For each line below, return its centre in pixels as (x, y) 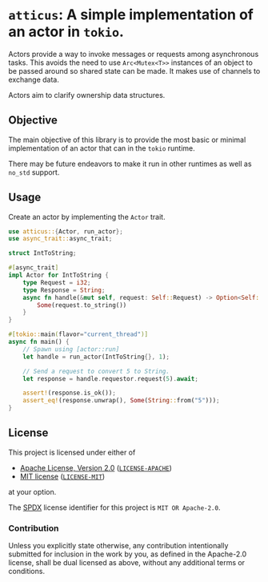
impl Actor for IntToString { (59, 275)
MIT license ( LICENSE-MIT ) (62, 476)
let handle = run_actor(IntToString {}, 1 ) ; (96, 357)
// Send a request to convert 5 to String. (96, 371)
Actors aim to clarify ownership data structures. (87, 95)
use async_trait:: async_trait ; (60, 239)
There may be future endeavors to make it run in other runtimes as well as (130, 164)
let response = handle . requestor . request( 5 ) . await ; (110, 378)
